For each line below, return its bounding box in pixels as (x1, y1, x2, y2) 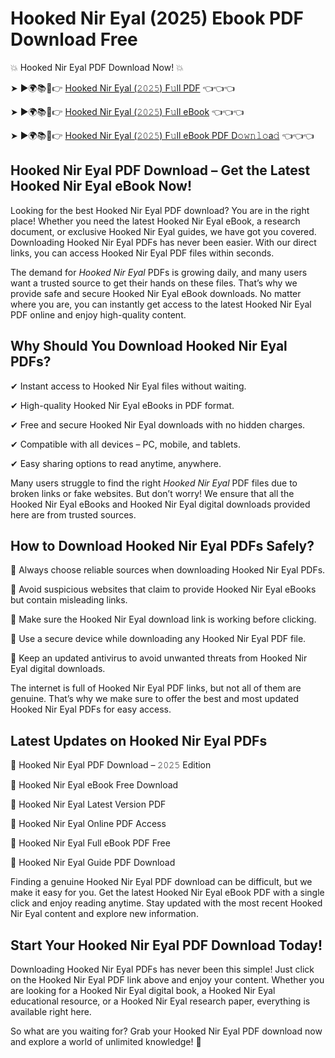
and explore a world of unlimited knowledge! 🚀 (10, 1036, 202, 1047)
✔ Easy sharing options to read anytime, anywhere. (10, 457, 222, 469)
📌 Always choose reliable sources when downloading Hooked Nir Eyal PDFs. (10, 564, 326, 576)
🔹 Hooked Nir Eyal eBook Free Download (10, 779, 179, 791)
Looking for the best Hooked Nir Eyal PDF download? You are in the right (10, 204, 310, 216)
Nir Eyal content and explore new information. (10, 908, 199, 920)
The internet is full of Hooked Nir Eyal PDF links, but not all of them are (10, 682, 302, 694)
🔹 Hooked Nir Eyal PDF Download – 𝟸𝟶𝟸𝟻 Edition (10, 759, 212, 771)
